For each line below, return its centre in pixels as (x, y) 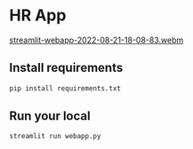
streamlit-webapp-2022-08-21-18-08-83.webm (96, 40)
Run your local (50, 116)
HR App (38, 16)
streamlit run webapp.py (55, 137)
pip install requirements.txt (65, 88)
